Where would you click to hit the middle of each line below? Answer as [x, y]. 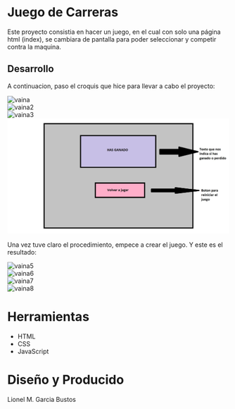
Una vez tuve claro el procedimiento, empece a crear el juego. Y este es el [115, 245]
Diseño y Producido [66, 380]
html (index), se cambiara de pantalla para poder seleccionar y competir [112, 39]
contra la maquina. [34, 47]
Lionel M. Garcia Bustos [42, 399]
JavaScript [33, 352]
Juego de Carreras [63, 12]
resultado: [22, 252]
